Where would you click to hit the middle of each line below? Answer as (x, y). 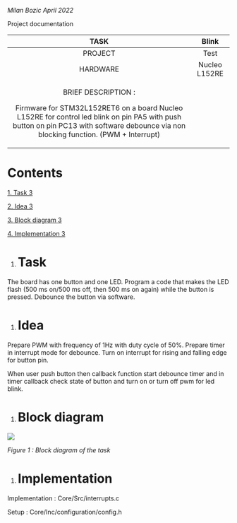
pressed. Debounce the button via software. (71, 297)
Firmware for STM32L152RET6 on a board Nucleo (99, 108)
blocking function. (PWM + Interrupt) (99, 135)
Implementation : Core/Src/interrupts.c (63, 498)
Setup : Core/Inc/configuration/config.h (65, 512)
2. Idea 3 (20, 206)
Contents (35, 173)
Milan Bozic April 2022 (41, 10)
